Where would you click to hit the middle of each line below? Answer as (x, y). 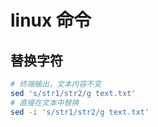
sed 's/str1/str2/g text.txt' (73, 93)
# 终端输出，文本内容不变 (56, 84)
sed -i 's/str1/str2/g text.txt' (80, 112)
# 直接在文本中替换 (45, 102)
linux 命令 (51, 20)
